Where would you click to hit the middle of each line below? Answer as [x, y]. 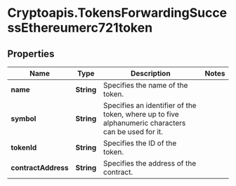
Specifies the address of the [150, 163]
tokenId [24, 147]
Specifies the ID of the [140, 143]
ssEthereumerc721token [80, 28]
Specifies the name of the [145, 85]
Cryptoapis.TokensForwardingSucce [117, 13]
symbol [24, 119]
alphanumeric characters [144, 123]
